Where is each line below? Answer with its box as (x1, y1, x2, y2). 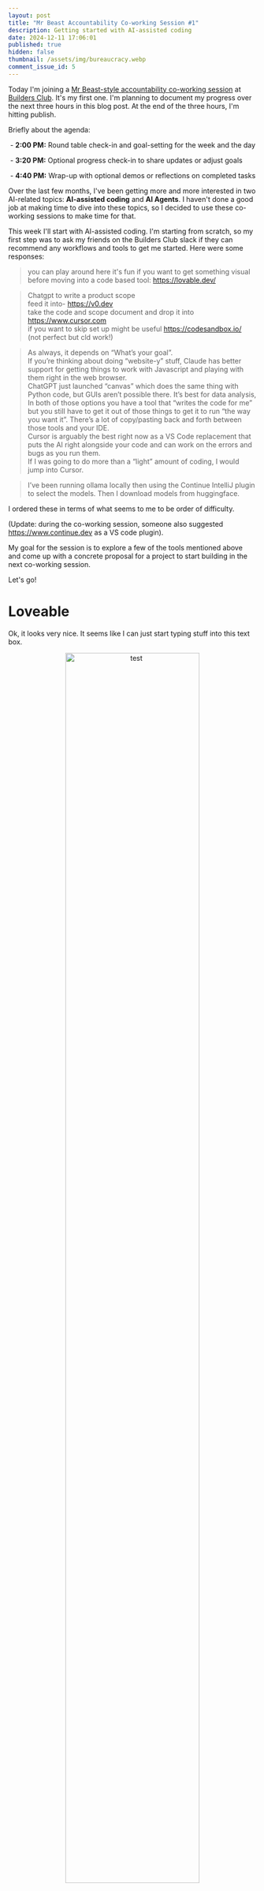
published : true (8, 41, 61, 49)
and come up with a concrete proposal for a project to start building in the (8, 551, 248, 561)
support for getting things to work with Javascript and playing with (27, 364, 244, 374)
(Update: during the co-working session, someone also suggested (8, 519, 224, 528)
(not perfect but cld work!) (27, 332, 113, 341)
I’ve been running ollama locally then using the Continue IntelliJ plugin (27, 480, 255, 490)
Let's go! (8, 575, 37, 584)
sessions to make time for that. (35, 211, 136, 221)
